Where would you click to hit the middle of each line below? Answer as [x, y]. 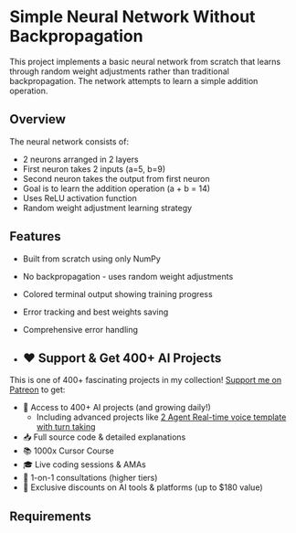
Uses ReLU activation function [79, 197]
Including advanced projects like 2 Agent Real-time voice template [161, 417]
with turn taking [66, 427]
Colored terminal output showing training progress [117, 293]
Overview [38, 119]
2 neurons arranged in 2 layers [80, 159]
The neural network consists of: [69, 141]
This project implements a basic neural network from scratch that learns [145, 61]
